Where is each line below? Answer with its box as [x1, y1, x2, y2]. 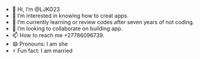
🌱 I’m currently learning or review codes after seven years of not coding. [12, 19, 195, 25]
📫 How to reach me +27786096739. [12, 32, 105, 39]
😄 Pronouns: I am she [12, 40, 68, 48]
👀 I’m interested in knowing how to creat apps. [12, 12, 129, 19]
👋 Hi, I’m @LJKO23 [12, 6, 60, 13]
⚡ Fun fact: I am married [12, 47, 73, 54]
